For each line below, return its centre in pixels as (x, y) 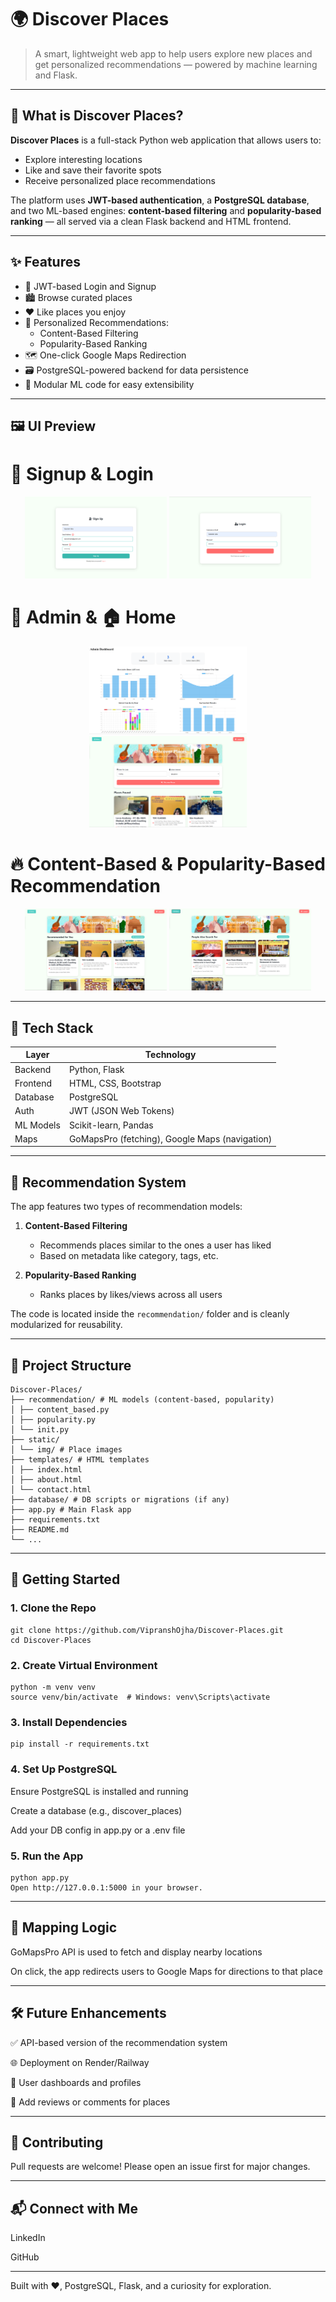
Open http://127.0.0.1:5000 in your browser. (106, 1887)
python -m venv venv (53, 1687)
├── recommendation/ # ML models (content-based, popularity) (142, 1400)
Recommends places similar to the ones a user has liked (155, 1245)
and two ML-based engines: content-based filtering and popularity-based (166, 210)
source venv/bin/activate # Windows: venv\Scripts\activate (140, 1697)
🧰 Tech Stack (52, 1027)
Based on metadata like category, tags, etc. (129, 1256)
